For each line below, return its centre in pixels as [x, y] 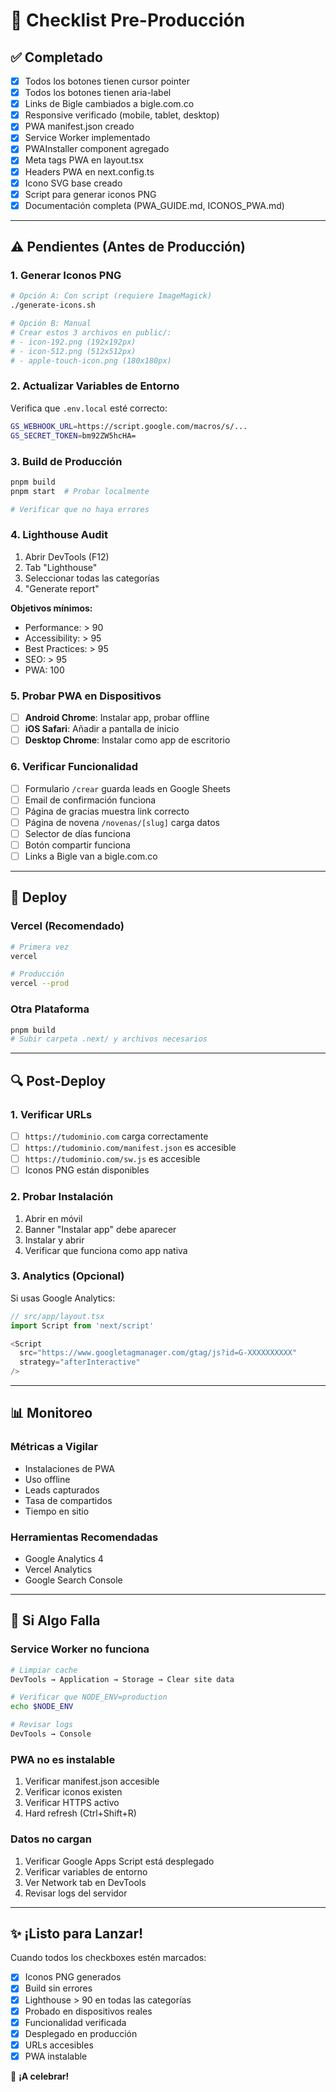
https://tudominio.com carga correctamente [116, 1136]
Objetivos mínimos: [51, 608]
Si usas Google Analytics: [63, 1298]
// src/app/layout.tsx [57, 1316]
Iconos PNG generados [73, 1977]
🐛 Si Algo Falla [55, 1620]
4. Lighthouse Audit [59, 535]
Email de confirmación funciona [90, 800]
